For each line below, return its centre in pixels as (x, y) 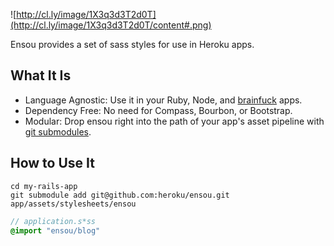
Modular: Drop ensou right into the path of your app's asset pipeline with (174, 121)
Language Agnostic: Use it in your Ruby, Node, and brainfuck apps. (163, 100)
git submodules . (58, 131)
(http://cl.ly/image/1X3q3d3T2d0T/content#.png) (111, 25)
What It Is (41, 75)
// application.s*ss (53, 221)
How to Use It (52, 163)
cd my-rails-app (44, 186)
